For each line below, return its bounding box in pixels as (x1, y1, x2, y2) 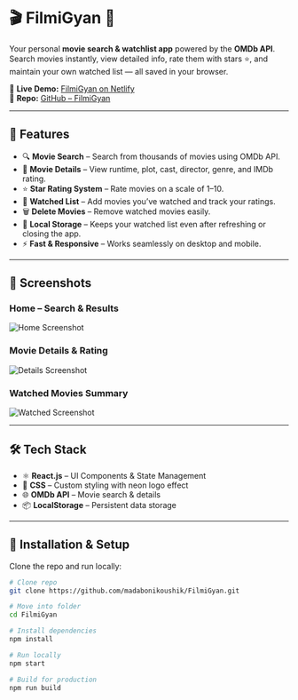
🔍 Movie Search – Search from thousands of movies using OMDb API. (21, 151, 281, 162)
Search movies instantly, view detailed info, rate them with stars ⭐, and (9, 53, 269, 64)
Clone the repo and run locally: (9, 561, 122, 571)
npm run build (9, 683, 62, 692)
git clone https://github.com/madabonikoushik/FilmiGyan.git (9, 586, 240, 595)
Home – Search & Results (9, 302, 120, 314)
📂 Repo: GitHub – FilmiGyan (9, 92, 111, 103)
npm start (9, 659, 46, 668)
